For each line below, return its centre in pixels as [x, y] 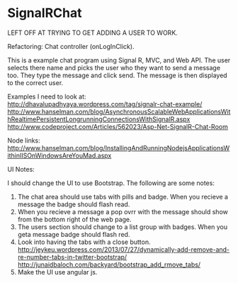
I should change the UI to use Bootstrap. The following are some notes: [111, 183]
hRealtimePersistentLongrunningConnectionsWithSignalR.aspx [99, 119]
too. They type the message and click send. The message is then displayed [118, 75]
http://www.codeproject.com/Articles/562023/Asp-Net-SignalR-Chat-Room [118, 126]
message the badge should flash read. [74, 204]
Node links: [24, 140]
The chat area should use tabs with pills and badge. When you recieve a [123, 196]
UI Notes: [21, 169]
